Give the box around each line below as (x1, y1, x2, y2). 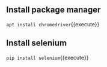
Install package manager (6, 5, 101, 15)
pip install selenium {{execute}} (6, 54, 89, 61)
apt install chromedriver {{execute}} (6, 20, 100, 28)
